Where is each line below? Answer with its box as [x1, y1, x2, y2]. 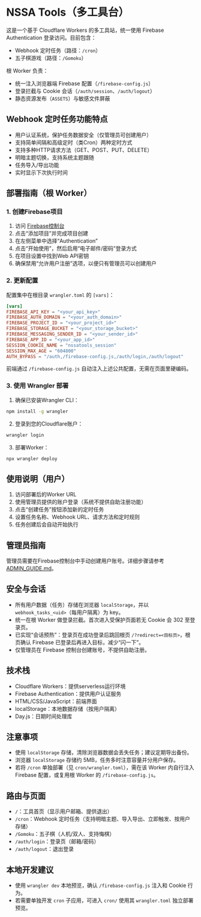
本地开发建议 [6, 865, 54, 875]
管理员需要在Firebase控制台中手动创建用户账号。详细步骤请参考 [6, 557, 164, 565]
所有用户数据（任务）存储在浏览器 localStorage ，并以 [14, 601, 149, 608]
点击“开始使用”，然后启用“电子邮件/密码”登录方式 [14, 245, 137, 252]
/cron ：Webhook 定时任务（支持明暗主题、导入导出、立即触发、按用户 [14, 815, 191, 823]
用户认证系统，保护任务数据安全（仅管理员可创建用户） [14, 131, 152, 138]
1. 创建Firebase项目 [6, 208, 63, 216]
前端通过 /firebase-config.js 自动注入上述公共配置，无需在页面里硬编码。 [6, 365, 192, 373]
